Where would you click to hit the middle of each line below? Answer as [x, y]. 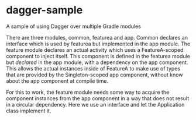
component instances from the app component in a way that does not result [97, 98]
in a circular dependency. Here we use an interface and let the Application [95, 104]
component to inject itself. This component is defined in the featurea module [98, 56]
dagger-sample [44, 10]
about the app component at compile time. [57, 81]
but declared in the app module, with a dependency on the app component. [97, 62]
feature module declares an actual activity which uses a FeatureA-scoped [95, 50]
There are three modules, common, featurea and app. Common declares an [97, 37]
